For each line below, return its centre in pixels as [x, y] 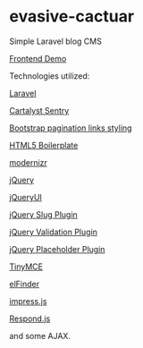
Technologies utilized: [50, 76]
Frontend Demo [38, 58]
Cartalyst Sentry [39, 110]
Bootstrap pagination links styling [71, 128]
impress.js [28, 301]
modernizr [28, 162]
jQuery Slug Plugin [43, 214]
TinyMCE [26, 267]
